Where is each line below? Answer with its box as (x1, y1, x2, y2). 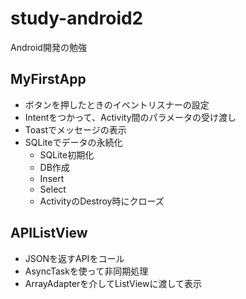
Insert (39, 172, 65, 184)
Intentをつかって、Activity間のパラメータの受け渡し (24, 111, 237, 123)
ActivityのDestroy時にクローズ (39, 195, 165, 207)
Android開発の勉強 (10, 41, 87, 53)
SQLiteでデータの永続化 (24, 136, 123, 148)
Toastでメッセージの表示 (24, 123, 127, 136)
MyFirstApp (10, 71, 87, 88)
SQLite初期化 (39, 148, 95, 161)
